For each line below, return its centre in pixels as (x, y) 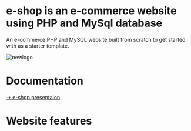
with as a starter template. (38, 46)
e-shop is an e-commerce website (91, 11)
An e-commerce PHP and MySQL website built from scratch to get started (96, 39)
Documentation (45, 81)
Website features (49, 121)
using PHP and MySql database (84, 23)
